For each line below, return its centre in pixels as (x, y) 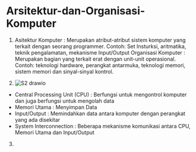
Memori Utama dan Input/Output (55, 132)
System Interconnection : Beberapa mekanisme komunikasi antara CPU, (103, 126)
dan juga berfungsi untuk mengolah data (64, 101)
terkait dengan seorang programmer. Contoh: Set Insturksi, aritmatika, (100, 46)
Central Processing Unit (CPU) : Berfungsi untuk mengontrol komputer (101, 94)
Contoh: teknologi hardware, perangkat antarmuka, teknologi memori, (100, 65)
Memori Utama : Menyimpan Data (56, 107)
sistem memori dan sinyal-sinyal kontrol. (64, 71)
